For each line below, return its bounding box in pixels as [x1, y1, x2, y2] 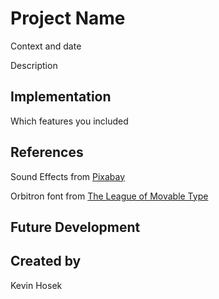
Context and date [10, 40, 82, 52]
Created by [10, 253, 82, 270]
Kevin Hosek [10, 279, 63, 291]
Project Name [10, 7, 126, 30]
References [10, 144, 84, 161]
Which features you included [10, 115, 129, 127]
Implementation [10, 88, 112, 106]
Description [10, 59, 58, 71]
